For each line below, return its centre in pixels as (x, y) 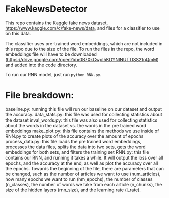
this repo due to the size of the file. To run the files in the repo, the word (80, 49)
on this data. (18, 33)
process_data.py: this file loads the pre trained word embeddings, (73, 141)
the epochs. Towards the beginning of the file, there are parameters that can (85, 168)
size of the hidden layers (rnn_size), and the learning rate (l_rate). (73, 190)
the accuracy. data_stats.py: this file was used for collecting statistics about (84, 114)
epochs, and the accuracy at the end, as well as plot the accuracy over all (82, 163)
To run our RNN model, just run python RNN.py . (53, 74)
